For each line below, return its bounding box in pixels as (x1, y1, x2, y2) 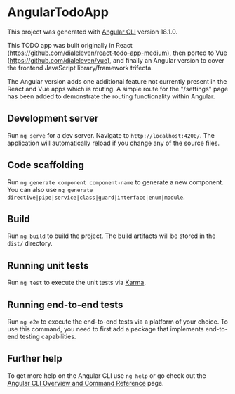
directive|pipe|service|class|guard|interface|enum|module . (7, 193, 185, 201)
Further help (7, 352, 63, 364)
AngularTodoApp (7, 4, 109, 20)
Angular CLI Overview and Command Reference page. (7, 379, 164, 387)
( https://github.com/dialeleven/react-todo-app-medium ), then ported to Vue (7, 49, 228, 57)
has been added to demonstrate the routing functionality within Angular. (7, 92, 215, 101)
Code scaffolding (7, 159, 84, 171)
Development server (7, 113, 99, 125)
